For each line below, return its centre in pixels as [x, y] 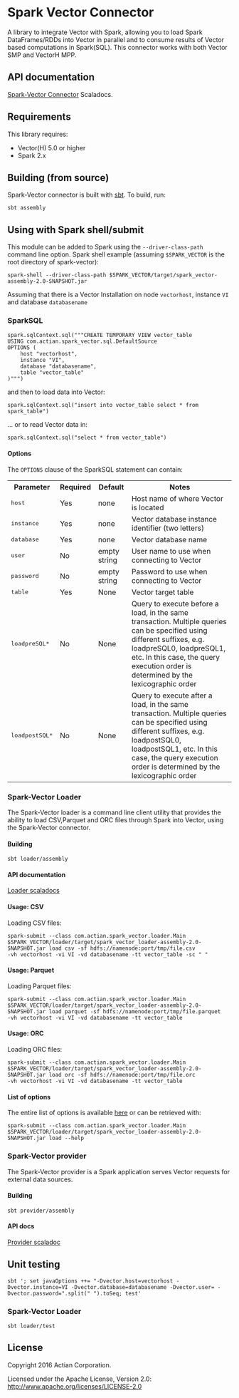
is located [148, 507]
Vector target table [163, 592]
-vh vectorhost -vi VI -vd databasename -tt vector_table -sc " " [108, 954]
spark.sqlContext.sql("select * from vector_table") [87, 438]
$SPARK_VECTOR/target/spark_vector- [164, 275]
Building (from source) [58, 178]
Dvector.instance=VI [38, 1287]
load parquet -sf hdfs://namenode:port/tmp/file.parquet [135, 1011]
